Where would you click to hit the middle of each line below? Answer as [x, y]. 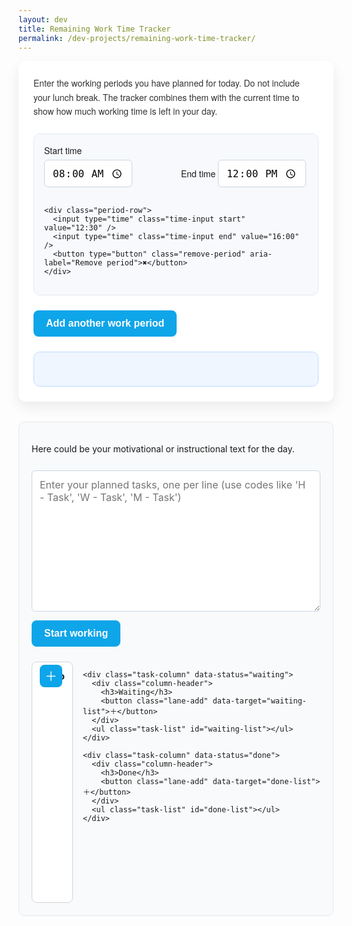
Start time [63, 150]
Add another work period [105, 323]
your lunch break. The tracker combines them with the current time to [166, 97]
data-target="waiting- [259, 701]
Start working [76, 633]
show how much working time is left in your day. [125, 111]
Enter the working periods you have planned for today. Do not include [166, 83]
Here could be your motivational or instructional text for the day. [163, 448]
